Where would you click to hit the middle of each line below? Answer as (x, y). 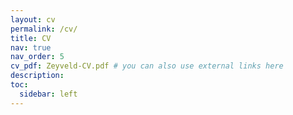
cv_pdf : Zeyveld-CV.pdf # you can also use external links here (147, 66)
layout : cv (33, 19)
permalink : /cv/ (44, 29)
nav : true (31, 47)
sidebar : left (48, 94)
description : (37, 76)
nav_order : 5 (37, 57)
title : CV (31, 38)
